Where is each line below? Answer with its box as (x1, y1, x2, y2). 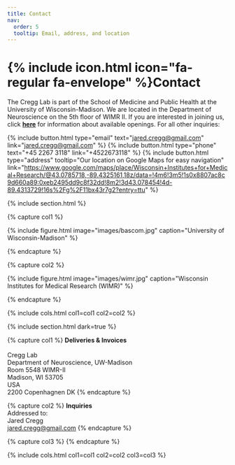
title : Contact (7, 10, 52, 17)
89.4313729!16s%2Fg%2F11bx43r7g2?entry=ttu (7, 186, 145, 194)
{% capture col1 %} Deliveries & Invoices (7, 336, 127, 345)
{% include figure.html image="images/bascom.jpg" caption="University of (7, 227, 225, 235)
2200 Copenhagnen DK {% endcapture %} (7, 388, 131, 396)
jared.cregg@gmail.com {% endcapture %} (7, 424, 132, 432)
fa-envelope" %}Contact (52, 75, 201, 91)
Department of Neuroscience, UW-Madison (7, 358, 133, 367)
